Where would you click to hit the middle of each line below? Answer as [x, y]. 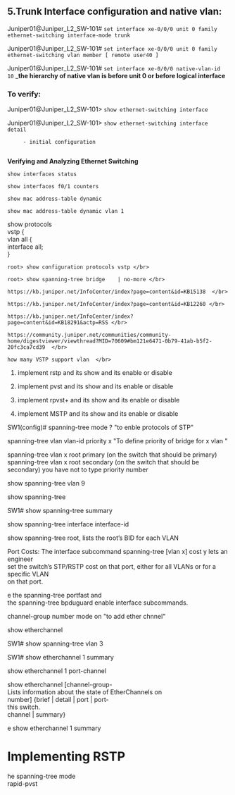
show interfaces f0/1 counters [53, 187]
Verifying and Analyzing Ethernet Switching [73, 161]
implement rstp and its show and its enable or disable [95, 373]
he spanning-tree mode [42, 776]
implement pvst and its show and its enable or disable [95, 386]
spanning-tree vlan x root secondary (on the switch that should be [103, 462]
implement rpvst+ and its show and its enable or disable [99, 400]
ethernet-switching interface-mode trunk [69, 35]
